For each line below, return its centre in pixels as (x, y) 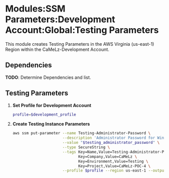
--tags (69, 152)
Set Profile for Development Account (52, 105)
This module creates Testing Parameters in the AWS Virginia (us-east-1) (80, 44)
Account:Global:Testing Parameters (82, 30)
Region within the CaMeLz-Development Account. (57, 49)
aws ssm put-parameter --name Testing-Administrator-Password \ (81, 133)
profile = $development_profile (44, 114)
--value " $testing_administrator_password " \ (111, 143)
